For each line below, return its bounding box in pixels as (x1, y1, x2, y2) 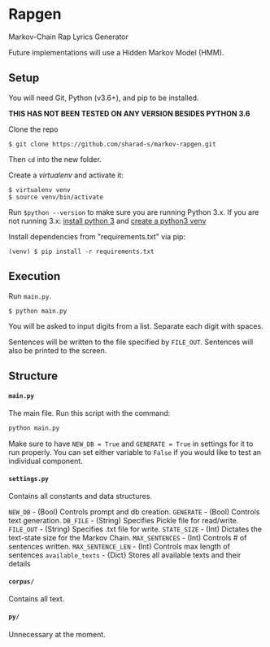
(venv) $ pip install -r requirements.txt (8, 247, 155, 256)
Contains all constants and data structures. (8, 492, 153, 501)
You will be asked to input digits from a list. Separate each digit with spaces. (8, 321, 263, 330)
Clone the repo (8, 124, 59, 134)
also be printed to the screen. (8, 345, 107, 355)
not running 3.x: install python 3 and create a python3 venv (8, 216, 207, 225)
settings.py (8, 474, 49, 483)
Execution (8, 269, 61, 283)
